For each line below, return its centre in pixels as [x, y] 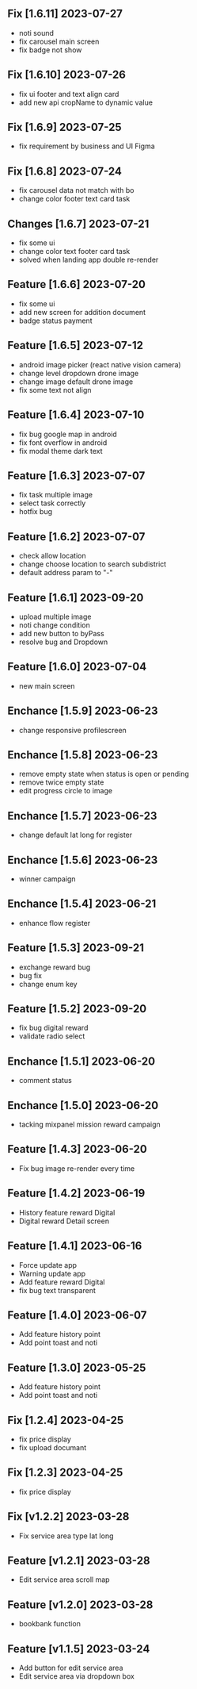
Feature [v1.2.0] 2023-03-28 [80, 1605]
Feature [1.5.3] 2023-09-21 [76, 948]
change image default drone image [76, 382]
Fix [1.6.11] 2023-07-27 [65, 14]
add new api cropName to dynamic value [86, 102]
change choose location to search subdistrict [93, 564]
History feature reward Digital [67, 1212]
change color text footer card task [74, 251]
